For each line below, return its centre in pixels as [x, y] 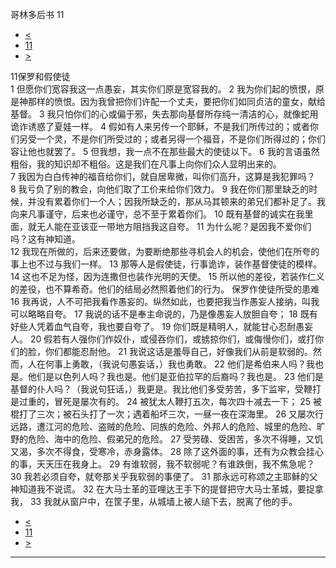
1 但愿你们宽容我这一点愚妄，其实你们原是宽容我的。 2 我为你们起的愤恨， [163, 89]
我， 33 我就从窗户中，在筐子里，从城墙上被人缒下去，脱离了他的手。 [154, 501]
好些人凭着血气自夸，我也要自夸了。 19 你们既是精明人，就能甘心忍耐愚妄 [162, 326]
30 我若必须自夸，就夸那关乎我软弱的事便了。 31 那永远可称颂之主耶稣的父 [164, 476]
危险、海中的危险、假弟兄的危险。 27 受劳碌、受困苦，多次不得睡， [167, 439]
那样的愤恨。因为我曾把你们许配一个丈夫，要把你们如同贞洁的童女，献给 [176, 101]
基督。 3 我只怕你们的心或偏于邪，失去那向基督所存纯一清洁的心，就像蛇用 [164, 114]
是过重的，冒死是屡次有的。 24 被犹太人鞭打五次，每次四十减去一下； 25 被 [166, 401]
